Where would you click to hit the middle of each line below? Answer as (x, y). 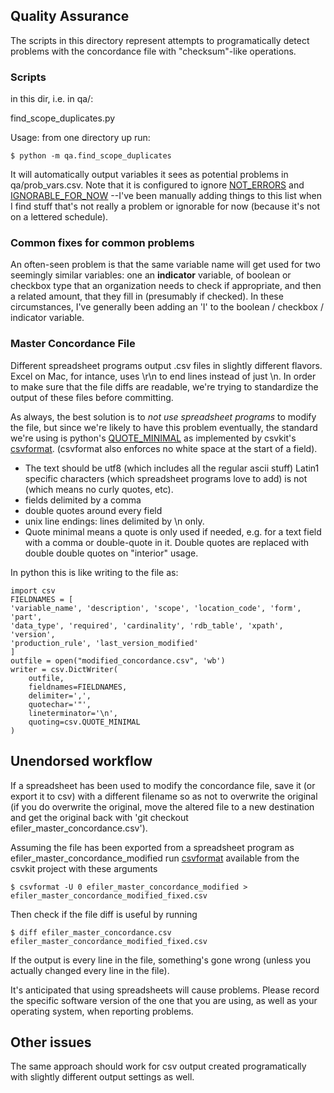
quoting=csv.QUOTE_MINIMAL (84, 722)
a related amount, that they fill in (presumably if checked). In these (147, 296)
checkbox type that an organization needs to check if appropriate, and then (166, 286)
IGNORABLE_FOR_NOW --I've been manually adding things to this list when (166, 196)
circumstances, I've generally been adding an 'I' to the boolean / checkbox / (167, 307)
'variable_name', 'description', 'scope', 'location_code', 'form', (156, 608)
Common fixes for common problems (102, 243)
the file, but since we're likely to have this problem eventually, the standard (164, 427)
